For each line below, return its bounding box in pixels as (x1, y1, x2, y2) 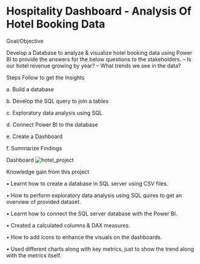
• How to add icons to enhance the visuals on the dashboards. (6, 233, 162, 241)
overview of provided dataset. (6, 198, 81, 205)
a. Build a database (6, 85, 55, 92)
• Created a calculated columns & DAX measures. (6, 221, 130, 229)
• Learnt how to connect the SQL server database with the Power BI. (6, 210, 178, 217)
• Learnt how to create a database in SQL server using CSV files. (6, 179, 168, 187)
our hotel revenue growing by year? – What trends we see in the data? (6, 62, 181, 69)
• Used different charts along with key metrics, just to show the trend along (6, 245, 195, 252)
